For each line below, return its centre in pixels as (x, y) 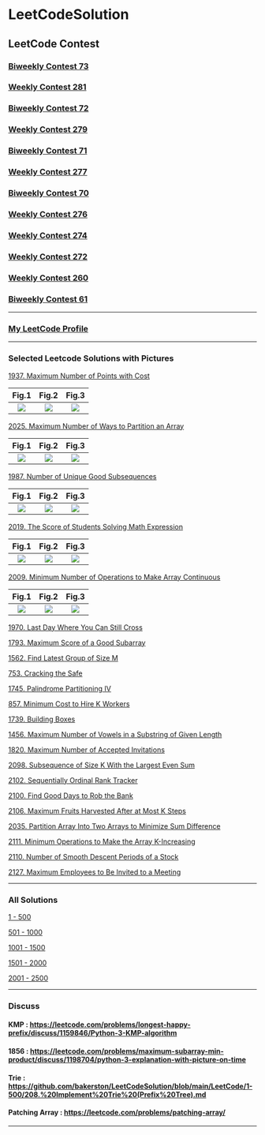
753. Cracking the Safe (45, 673)
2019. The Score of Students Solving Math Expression (96, 526)
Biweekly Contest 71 (48, 151)
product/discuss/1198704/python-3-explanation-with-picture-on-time (127, 1060)
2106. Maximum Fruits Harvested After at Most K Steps (97, 811)
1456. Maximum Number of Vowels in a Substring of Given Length (115, 734)
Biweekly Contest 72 (49, 108)
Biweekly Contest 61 (48, 299)
